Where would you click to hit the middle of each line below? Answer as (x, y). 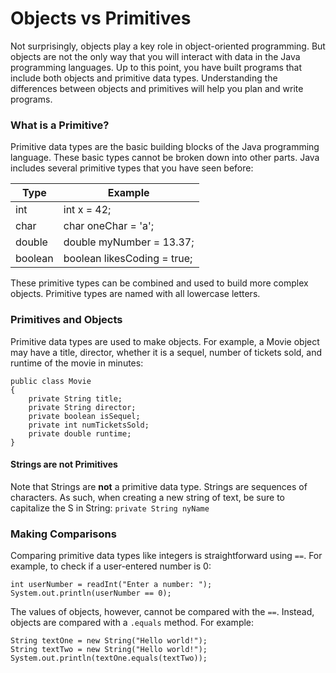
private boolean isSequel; (84, 416)
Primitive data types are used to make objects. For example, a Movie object (165, 341)
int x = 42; (87, 210)
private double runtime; (80, 433)
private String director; (82, 407)
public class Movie (51, 381)
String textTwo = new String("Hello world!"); (109, 650)
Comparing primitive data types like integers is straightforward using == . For (166, 556)
